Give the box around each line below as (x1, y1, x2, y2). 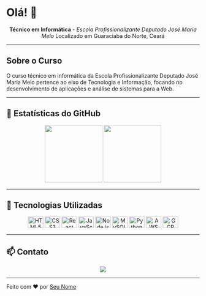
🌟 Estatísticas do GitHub (6, 108, 101, 119)
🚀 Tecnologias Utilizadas (6, 200, 102, 210)
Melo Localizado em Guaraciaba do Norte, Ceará (41, 32, 165, 39)
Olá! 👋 (6, 6, 37, 20)
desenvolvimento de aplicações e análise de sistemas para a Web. (6, 85, 174, 92)
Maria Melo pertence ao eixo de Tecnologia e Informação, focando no (6, 78, 183, 86)
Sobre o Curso (6, 56, 63, 66)
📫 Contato (6, 246, 49, 257)
